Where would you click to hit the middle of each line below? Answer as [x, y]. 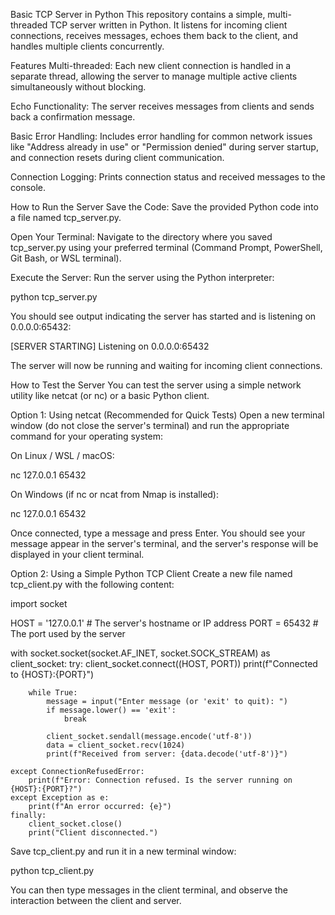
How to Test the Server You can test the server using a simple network [156, 385]
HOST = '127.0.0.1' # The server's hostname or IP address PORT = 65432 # [164, 623]
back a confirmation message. [73, 117]
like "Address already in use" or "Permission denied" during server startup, [164, 147]
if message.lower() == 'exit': [111, 710]
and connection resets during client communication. [117, 157]
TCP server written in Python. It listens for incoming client [168, 25]
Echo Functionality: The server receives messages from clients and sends [162, 106]
